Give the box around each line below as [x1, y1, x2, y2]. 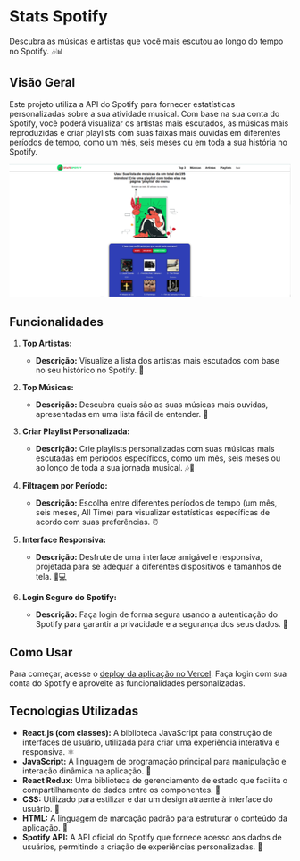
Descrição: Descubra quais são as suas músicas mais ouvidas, [35, 399, 269, 410]
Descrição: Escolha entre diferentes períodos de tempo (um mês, [35, 497, 278, 508]
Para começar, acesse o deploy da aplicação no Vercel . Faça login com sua [9, 668, 287, 680]
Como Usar [9, 645, 73, 660]
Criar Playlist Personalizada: [21, 426, 130, 437]
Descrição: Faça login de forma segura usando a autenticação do [35, 609, 279, 620]
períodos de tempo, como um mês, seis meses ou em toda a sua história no [9, 137, 288, 147]
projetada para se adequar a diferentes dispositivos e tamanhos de [35, 561, 282, 573]
